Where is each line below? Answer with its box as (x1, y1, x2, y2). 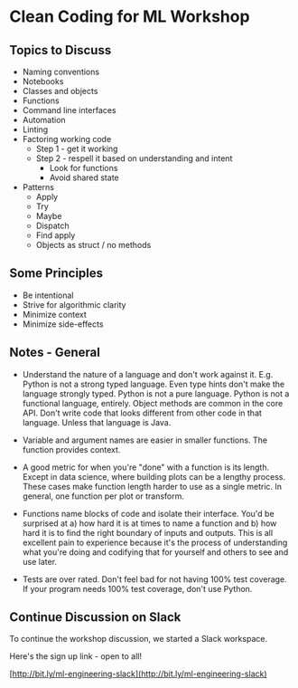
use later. (22, 556, 57, 567)
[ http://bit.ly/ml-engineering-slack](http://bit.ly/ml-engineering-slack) (9, 668, 268, 680)
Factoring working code (22, 134, 112, 144)
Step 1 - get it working (35, 143, 118, 154)
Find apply (35, 230, 76, 241)
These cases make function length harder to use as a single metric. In (22, 481, 283, 492)
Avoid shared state (49, 172, 119, 183)
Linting (22, 124, 49, 135)
